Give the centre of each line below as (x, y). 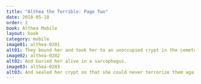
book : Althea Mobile (32, 28)
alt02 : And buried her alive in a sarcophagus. (67, 61)
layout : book (22, 34)
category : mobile (28, 39)
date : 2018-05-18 (28, 17)
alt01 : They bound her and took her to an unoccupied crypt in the (92, 50)
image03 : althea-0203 (33, 67)
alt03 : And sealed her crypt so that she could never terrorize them (95, 72)
